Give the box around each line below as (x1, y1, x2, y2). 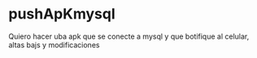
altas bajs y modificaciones (8, 39, 100, 49)
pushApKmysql (8, 5, 115, 23)
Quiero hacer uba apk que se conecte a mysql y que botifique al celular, (8, 31, 250, 41)
